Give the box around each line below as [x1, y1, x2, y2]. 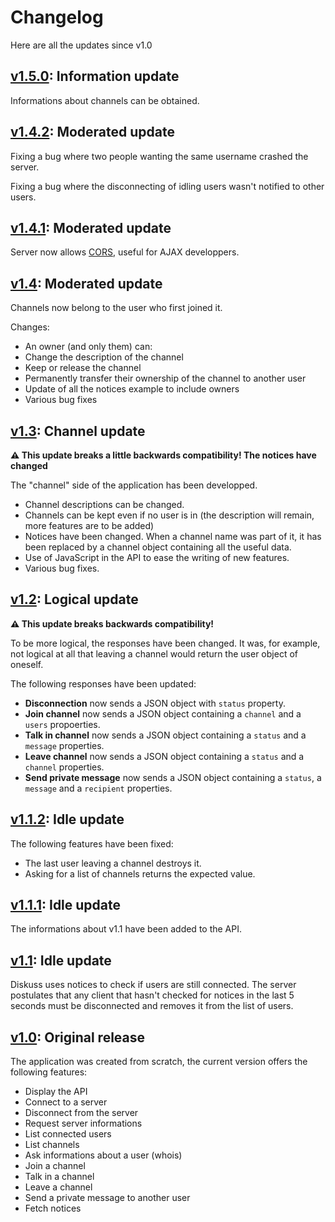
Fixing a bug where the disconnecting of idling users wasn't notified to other [10, 180, 325, 192]
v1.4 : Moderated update [10, 275, 163, 292]
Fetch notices [24, 1202, 82, 1215]
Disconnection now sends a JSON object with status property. [24, 697, 286, 709]
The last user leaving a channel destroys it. [24, 857, 202, 869]
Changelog [10, 6, 104, 29]
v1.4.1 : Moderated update [10, 219, 172, 236]
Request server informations [24, 1117, 143, 1130]
